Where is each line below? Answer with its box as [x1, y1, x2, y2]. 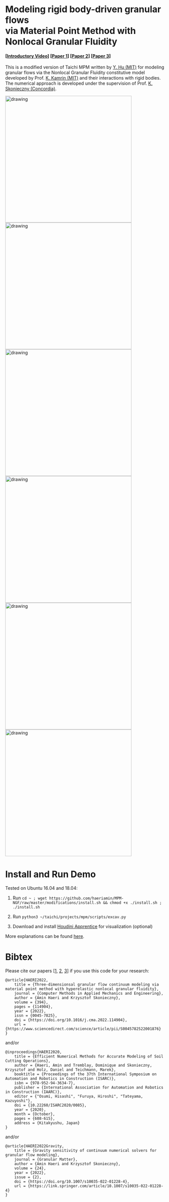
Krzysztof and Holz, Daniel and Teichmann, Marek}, [5, 1067, 116, 1073]
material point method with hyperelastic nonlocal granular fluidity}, [5, 987, 159, 992]
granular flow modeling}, [5, 1152, 60, 1158]
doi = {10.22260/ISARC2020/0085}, [14, 1103, 87, 1108]
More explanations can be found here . [5, 933, 85, 939]
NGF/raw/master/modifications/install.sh [12, 900, 101, 905]
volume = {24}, [14, 1166, 46, 1171]
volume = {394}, [14, 1000, 49, 1005]
